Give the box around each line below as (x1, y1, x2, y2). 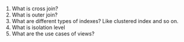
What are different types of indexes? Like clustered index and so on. (11, 18, 179, 24)
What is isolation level (11, 24, 65, 31)
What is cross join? (11, 5, 58, 12)
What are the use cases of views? (11, 30, 95, 37)
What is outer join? (11, 11, 58, 18)
